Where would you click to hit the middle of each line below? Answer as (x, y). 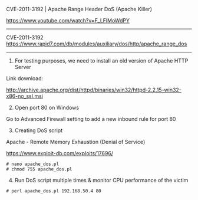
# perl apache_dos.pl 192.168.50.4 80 (54, 191)
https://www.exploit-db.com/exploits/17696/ (60, 153)
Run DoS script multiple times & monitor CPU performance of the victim (101, 180)
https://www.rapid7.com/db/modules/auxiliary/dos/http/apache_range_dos (97, 44)
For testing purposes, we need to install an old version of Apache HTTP (101, 61)
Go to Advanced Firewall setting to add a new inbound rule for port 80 (91, 119)
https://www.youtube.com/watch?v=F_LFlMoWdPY (68, 20)
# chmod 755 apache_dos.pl (39, 169)
